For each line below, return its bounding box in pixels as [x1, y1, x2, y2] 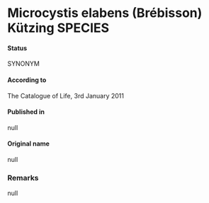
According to [7, 76, 47, 84]
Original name [7, 139, 50, 148]
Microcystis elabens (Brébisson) [7, 5, 203, 21]
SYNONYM [7, 59, 40, 68]
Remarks [7, 173, 39, 182]
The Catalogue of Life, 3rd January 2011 [7, 91, 124, 100]
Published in [7, 108, 45, 116]
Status [7, 44, 28, 52]
